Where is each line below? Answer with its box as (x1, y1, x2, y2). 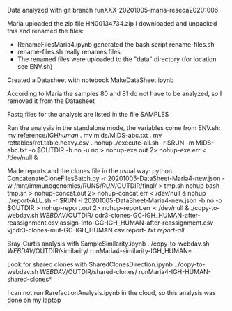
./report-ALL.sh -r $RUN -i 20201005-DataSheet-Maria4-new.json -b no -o (7, 196, 223, 205)
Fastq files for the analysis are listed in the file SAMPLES (7, 111, 169, 118)
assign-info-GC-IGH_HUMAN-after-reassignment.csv (59, 218, 214, 227)
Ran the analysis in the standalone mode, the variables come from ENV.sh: (7, 124, 221, 131)
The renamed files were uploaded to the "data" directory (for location (17, 55, 217, 63)
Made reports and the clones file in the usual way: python (7, 167, 173, 175)
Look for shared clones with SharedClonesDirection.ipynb (7, 260, 173, 269)
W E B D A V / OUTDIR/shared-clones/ (40, 268, 137, 276)
